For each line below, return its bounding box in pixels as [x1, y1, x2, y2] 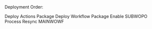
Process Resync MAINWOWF [4, 19, 64, 24]
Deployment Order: [4, 4, 44, 10]
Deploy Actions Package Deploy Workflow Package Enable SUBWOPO [4, 14, 148, 19]
